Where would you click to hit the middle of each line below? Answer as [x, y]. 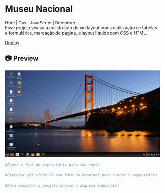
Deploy [12, 42]
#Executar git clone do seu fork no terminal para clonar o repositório [81, 175]
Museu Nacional [39, 9]
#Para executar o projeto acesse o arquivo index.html [62, 185]
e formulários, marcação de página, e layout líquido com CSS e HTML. [76, 33]
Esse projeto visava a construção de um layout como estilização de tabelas [81, 27]
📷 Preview [22, 59]
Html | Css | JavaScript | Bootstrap [40, 23]
